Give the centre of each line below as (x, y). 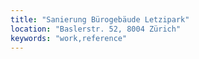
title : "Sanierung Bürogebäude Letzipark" (100, 19)
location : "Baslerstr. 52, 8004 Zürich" (96, 29)
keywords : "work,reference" (69, 38)
